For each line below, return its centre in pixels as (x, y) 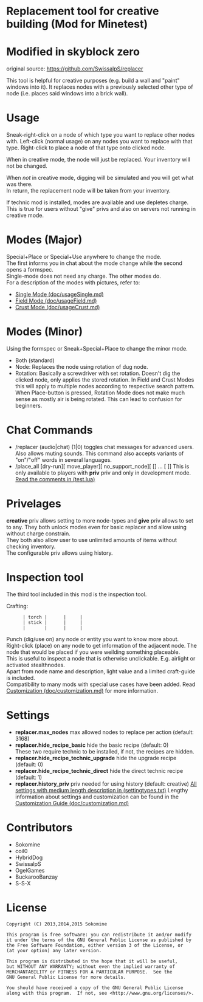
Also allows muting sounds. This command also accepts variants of (99, 453)
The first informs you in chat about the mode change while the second (94, 263)
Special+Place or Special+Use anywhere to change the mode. (84, 257)
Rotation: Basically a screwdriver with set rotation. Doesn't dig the (98, 373)
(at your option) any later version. (54, 950)
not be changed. (27, 166)
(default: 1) (29, 777)
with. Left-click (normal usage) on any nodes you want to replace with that (99, 142)
